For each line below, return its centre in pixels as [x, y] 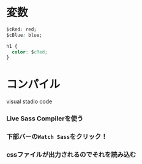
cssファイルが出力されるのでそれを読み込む [71, 155]
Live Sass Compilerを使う [45, 119]
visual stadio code [29, 101]
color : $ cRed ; [30, 52]
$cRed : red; [21, 29]
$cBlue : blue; [24, 35]
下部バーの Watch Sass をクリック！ [57, 137]
